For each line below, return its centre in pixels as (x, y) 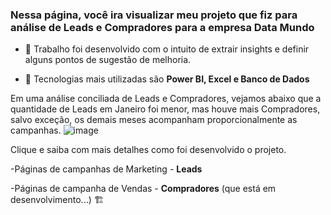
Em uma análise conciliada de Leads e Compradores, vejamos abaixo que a (166, 99)
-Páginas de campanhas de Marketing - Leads (106, 169)
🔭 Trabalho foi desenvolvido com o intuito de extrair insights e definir (167, 49)
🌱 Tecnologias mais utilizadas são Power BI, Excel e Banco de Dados (167, 79)
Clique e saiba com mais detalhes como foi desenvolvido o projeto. (148, 150)
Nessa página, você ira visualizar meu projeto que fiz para (154, 15)
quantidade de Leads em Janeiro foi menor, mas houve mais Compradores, (165, 109)
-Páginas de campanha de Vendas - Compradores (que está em (143, 189)
